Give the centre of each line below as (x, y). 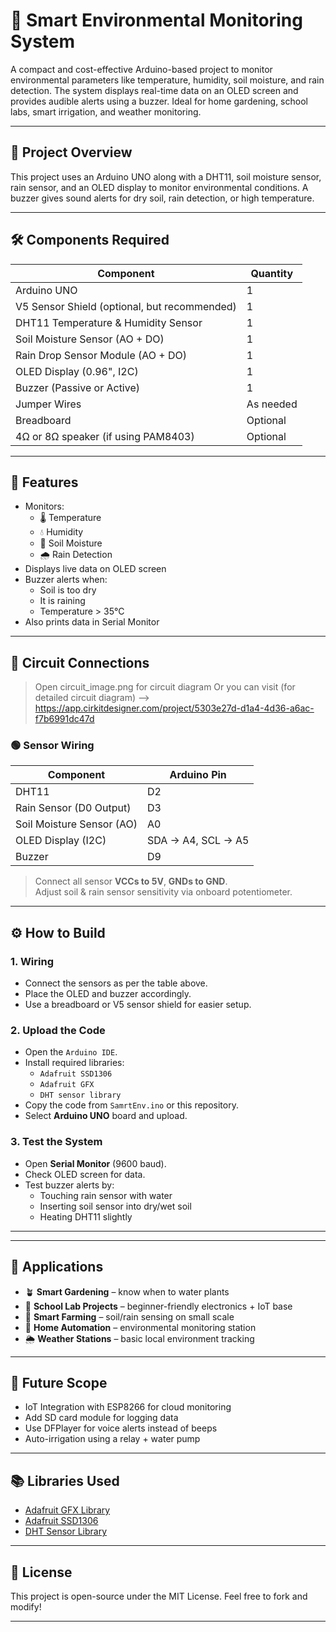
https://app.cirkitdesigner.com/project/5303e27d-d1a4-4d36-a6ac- (174, 708)
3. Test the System (56, 1142)
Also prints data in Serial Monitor (92, 622)
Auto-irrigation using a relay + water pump (112, 1439)
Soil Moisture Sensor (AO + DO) (90, 339)
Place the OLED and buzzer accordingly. (108, 994)
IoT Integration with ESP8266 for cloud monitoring (128, 1407)
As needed (272, 404)
